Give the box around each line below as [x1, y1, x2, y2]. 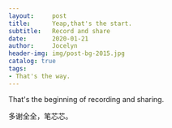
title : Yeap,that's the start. [8, 19, 132, 28]
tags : [8, 65, 27, 73]
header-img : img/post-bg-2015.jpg [8, 49, 126, 58]
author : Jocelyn [8, 42, 79, 50]
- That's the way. [8, 72, 71, 80]
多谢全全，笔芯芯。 [8, 111, 73, 121]
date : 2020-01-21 [8, 34, 89, 43]
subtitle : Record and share [8, 27, 111, 35]
